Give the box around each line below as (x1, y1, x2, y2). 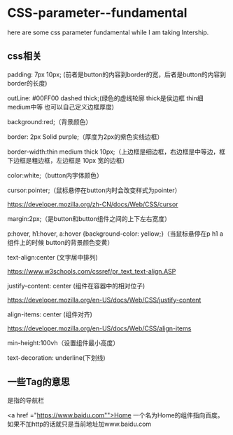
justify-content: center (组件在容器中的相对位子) (7, 281, 146, 290)
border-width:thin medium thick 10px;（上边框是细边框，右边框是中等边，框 (7, 147, 226, 156)
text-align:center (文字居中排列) (7, 253, 98, 261)
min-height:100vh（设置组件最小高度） (7, 338, 120, 347)
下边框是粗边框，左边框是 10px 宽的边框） (7, 156, 129, 164)
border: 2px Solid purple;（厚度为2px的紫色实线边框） (7, 132, 164, 141)
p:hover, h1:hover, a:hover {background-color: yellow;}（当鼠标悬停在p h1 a (7, 229, 224, 238)
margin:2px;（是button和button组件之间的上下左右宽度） (7, 214, 171, 222)
